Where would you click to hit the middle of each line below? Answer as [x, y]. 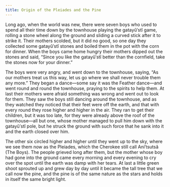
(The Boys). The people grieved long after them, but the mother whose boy [84, 152]
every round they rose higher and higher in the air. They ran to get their [80, 110]
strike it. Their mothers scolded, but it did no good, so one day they [76, 41]
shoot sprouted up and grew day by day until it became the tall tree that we [84, 168]
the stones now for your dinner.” [39, 62]
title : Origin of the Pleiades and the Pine [53, 10]
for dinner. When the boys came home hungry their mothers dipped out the [84, 51]
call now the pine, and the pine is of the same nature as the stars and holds [84, 174]
